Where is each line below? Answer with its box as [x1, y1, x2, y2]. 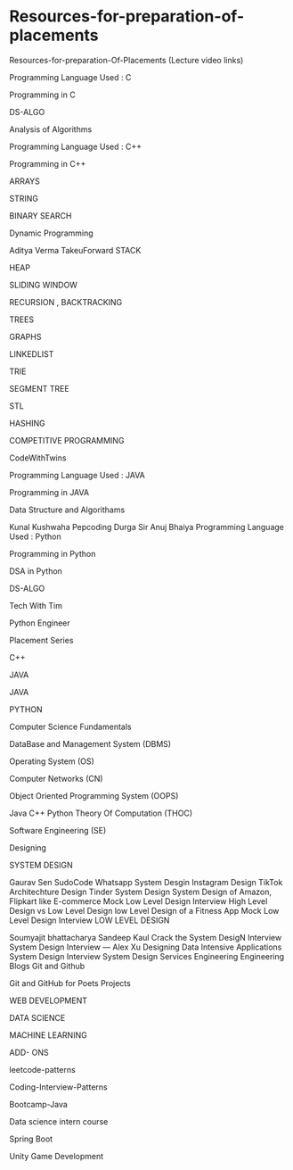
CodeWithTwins [9, 452, 67, 463]
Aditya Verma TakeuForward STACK [9, 245, 142, 255]
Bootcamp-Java [9, 1099, 69, 1109]
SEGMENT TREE [9, 383, 69, 394]
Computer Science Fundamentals [9, 721, 132, 732]
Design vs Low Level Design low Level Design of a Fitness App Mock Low [9, 905, 280, 916]
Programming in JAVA [9, 486, 90, 497]
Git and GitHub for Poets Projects [9, 977, 131, 988]
